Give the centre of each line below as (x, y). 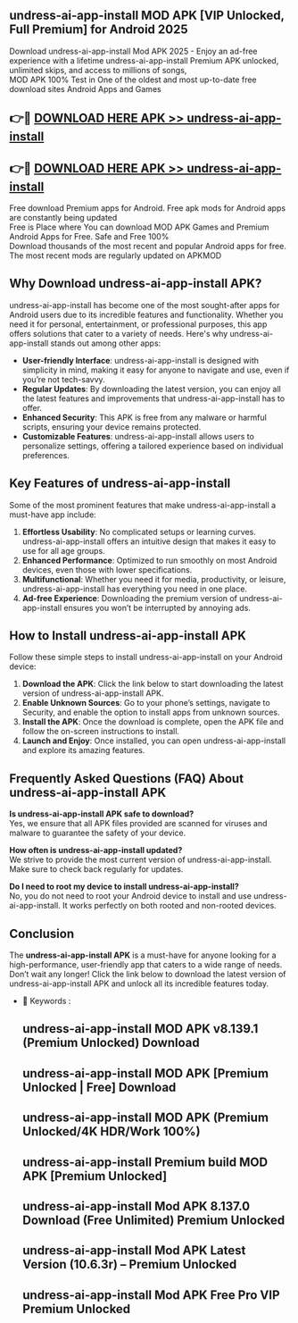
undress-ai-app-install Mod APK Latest (134, 1251)
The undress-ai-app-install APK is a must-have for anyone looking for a (143, 955)
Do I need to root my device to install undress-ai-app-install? (124, 887)
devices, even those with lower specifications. (107, 569)
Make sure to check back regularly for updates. (96, 869)
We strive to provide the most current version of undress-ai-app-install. (141, 860)
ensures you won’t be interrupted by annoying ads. (157, 607)
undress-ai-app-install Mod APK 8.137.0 (136, 1206)
